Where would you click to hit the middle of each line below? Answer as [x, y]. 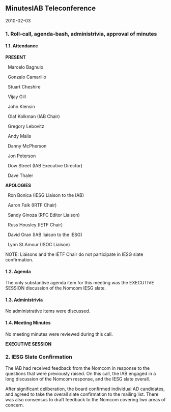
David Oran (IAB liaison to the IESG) [45, 234]
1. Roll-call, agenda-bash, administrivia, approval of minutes [81, 34]
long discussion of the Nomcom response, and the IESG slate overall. [78, 379]
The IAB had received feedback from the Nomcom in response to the [78, 368]
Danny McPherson [27, 146]
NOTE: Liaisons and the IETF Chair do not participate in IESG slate [74, 254]
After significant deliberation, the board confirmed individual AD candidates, [85, 389]
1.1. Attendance [22, 46]
